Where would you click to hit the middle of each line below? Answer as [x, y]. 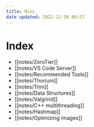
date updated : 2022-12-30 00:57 [45, 17]
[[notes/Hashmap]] [37, 112]
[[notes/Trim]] [31, 87]
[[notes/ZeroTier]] [36, 62]
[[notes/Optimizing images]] [48, 118]
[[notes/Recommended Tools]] [51, 74]
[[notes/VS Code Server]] [45, 68]
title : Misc [20, 11]
